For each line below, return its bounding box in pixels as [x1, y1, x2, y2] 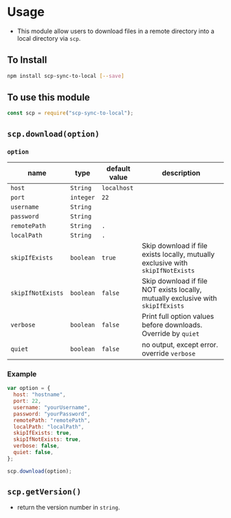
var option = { [7, 385, 51, 392]
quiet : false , [13, 449, 54, 456]
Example [7, 369, 37, 379]
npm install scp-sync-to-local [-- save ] [7, 72, 125, 79]
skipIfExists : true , [13, 430, 72, 437]
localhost [102, 184, 134, 191]
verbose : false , [13, 442, 60, 450]
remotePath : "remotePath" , [13, 417, 91, 424]
